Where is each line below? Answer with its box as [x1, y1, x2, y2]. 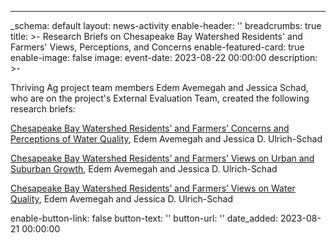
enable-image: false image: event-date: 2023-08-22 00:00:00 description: [10, 52, 318, 63]
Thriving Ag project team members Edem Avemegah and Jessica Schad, [10, 82, 309, 93]
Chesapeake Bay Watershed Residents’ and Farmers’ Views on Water [10, 182, 296, 194]
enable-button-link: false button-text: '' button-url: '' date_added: [10, 212, 278, 224]
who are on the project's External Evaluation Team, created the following [10, 92, 310, 104]
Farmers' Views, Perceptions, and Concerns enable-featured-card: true [10, 41, 305, 53]
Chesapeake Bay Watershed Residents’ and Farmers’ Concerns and [10, 122, 290, 134]
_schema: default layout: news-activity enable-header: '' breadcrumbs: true [10, 20, 322, 31]
